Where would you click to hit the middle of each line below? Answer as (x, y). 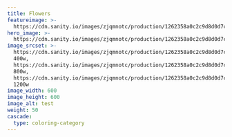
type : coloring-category (49, 123)
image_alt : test (30, 104)
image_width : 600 (32, 91)
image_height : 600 (33, 98)
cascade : (20, 116)
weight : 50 (23, 110)
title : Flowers (29, 13)
